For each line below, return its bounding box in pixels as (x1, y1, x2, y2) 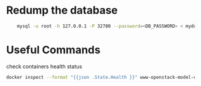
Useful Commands (6, 43, 100, 56)
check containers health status (6, 63, 83, 70)
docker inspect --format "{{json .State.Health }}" (6, 74, 138, 80)
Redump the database (6, 4, 118, 17)
